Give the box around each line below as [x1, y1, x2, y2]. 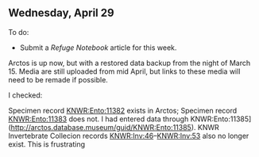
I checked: [8, 90, 43, 100]
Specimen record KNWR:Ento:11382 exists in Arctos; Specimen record [8, 105, 238, 115]
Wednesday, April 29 [8, 6, 114, 20]
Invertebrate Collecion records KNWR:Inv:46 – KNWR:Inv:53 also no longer [8, 131, 249, 140]
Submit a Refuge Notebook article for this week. [19, 43, 177, 52]
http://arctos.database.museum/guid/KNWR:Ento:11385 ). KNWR [10, 122, 220, 132]
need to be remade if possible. [8, 75, 109, 84]
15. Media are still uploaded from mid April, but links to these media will [8, 67, 241, 76]
